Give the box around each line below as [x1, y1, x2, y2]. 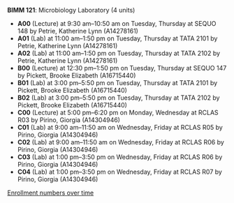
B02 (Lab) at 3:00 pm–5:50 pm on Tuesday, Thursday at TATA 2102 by [17, 93, 220, 102]
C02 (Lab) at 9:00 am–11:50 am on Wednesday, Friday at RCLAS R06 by [17, 138, 225, 146]
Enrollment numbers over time [7, 188, 94, 197]
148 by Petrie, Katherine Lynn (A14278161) [17, 27, 138, 35]
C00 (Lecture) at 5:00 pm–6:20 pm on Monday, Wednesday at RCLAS [17, 108, 219, 116]
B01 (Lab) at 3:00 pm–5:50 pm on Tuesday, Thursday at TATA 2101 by [17, 79, 218, 87]
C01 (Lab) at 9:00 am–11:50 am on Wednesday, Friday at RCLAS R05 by [17, 123, 224, 131]
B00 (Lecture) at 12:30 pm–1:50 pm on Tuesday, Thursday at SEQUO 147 [17, 64, 227, 72]
